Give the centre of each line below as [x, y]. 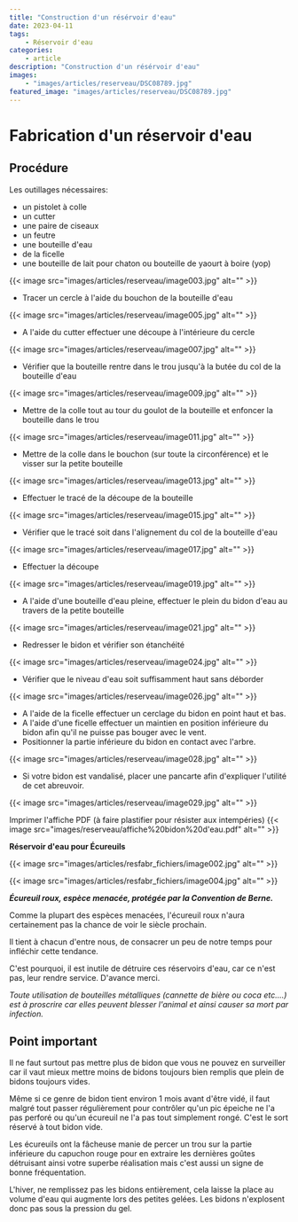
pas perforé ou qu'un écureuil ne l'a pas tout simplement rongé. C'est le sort [149, 1117]
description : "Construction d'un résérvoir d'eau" [105, 67]
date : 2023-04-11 [41, 26]
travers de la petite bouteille [73, 610]
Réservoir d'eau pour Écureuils [67, 846]
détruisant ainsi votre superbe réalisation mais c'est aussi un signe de [137, 1163]
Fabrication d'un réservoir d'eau [131, 135]
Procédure [39, 168]
